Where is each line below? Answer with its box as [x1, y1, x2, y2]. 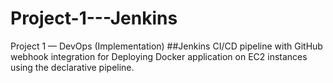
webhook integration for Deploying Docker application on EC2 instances [10, 50, 308, 62]
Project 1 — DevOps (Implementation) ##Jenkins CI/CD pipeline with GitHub [10, 40, 323, 52]
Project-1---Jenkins [10, 7, 178, 30]
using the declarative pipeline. [10, 61, 135, 73]
